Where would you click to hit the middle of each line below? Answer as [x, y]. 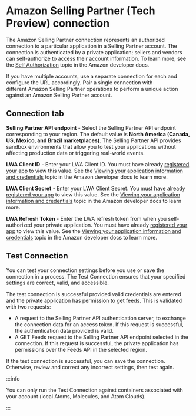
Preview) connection [58, 23]
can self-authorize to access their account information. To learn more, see [96, 58]
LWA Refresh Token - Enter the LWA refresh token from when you [87, 218]
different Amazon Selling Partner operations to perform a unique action [92, 89]
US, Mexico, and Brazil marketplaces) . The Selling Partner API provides [94, 140]
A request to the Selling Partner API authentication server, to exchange [100, 318]
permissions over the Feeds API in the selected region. [81, 349]
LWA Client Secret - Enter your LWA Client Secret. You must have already [96, 188]
